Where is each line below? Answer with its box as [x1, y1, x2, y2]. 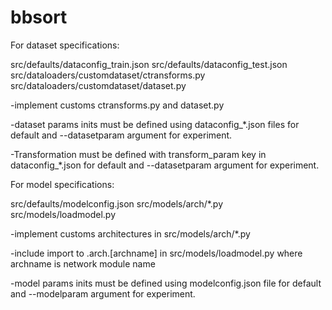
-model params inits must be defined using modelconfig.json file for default [10, 277, 322, 289]
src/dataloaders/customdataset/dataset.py [10, 79, 187, 91]
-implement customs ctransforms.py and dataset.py [10, 99, 225, 111]
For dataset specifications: [10, 39, 120, 51]
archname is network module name [10, 257, 156, 270]
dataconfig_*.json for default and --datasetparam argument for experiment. [10, 159, 320, 171]
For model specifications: [10, 178, 115, 190]
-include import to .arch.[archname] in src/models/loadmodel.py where [10, 247, 303, 259]
